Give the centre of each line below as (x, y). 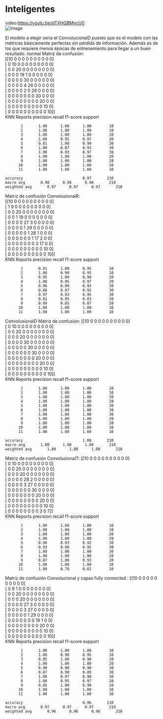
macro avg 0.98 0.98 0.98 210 (61, 182)
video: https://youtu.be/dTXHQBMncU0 (45, 23)
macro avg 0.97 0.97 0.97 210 (61, 707)
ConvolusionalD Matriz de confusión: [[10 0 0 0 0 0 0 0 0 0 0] (68, 321)
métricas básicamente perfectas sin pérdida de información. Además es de (82, 43)
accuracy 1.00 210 (59, 440)
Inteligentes (30, 9)
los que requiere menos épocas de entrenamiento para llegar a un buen (78, 48)
